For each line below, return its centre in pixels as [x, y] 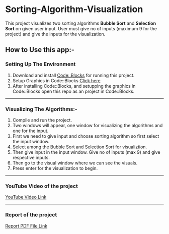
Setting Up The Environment [40, 64]
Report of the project [31, 215]
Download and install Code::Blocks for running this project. [73, 75]
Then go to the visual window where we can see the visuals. [75, 163]
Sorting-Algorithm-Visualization [74, 9]
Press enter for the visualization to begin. [55, 168]
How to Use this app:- [40, 50]
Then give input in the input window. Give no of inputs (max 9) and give [86, 152]
